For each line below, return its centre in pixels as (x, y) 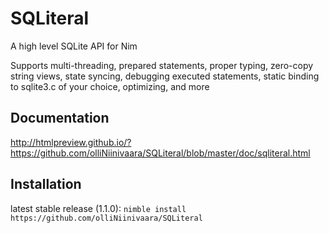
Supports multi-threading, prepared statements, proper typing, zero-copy (162, 65)
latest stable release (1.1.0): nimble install (98, 208)
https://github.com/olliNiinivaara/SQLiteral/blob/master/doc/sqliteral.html (160, 153)
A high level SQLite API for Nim (74, 46)
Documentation (60, 118)
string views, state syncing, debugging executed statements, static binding (165, 76)
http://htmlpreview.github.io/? (71, 142)
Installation (46, 184)
